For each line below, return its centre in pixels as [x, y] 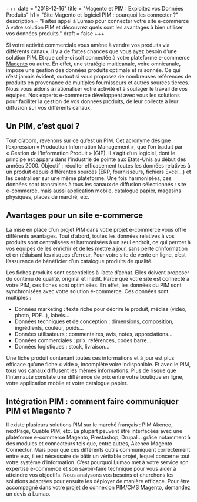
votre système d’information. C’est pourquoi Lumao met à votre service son [98, 462]
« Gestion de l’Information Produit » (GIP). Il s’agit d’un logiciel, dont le [91, 153]
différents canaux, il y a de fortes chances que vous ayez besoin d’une [92, 51]
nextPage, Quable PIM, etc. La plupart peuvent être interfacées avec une [94, 431]
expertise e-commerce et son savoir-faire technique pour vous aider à [91, 469]
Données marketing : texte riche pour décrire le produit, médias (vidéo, [101, 309]
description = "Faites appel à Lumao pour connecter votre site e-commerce [98, 21]
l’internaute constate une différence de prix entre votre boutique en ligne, [95, 376]
